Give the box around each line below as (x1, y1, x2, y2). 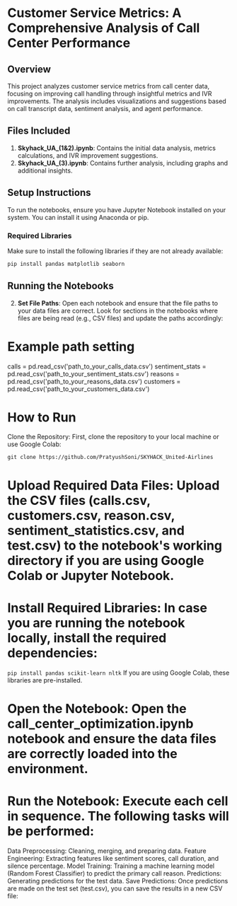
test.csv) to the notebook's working (7, 538, 223, 553)
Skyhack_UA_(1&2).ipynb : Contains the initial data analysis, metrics (17, 144, 216, 152)
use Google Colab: (7, 440, 62, 448)
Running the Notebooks (7, 280, 115, 292)
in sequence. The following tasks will (7, 808, 230, 824)
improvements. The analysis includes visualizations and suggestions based (7, 97, 226, 105)
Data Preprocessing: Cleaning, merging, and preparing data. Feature (7, 847, 207, 855)
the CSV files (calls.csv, (7, 492, 151, 509)
